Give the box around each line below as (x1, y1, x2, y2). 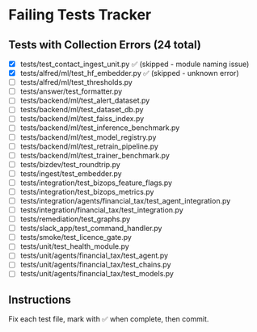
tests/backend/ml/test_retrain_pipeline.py (19, 141, 159, 151)
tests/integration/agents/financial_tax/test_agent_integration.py (19, 195, 231, 205)
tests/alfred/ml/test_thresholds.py (19, 78, 133, 87)
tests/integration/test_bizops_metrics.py (19, 187, 154, 196)
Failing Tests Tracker (8, 6, 152, 24)
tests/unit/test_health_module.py (19, 242, 129, 251)
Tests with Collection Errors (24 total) (8, 38, 202, 52)
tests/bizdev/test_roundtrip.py (19, 159, 121, 169)
